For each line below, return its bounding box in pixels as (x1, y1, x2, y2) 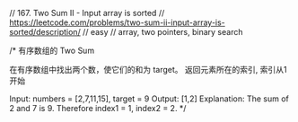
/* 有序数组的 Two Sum (9, 45, 95, 56)
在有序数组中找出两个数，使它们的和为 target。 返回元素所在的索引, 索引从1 (9, 65, 287, 74)
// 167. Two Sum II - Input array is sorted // (9, 8, 165, 18)
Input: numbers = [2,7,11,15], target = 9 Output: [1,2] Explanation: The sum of (9, 93, 290, 104)
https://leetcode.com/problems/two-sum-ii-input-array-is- (9, 17, 226, 28)
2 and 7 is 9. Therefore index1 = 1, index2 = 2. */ (9, 103, 187, 113)
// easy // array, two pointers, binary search (82, 27, 243, 37)
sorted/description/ (9, 27, 81, 37)
